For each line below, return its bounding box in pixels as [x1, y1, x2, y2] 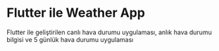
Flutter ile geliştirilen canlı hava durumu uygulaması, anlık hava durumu [6, 28, 212, 36]
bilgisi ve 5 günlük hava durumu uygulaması [6, 35, 134, 43]
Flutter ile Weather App [6, 5, 146, 21]
